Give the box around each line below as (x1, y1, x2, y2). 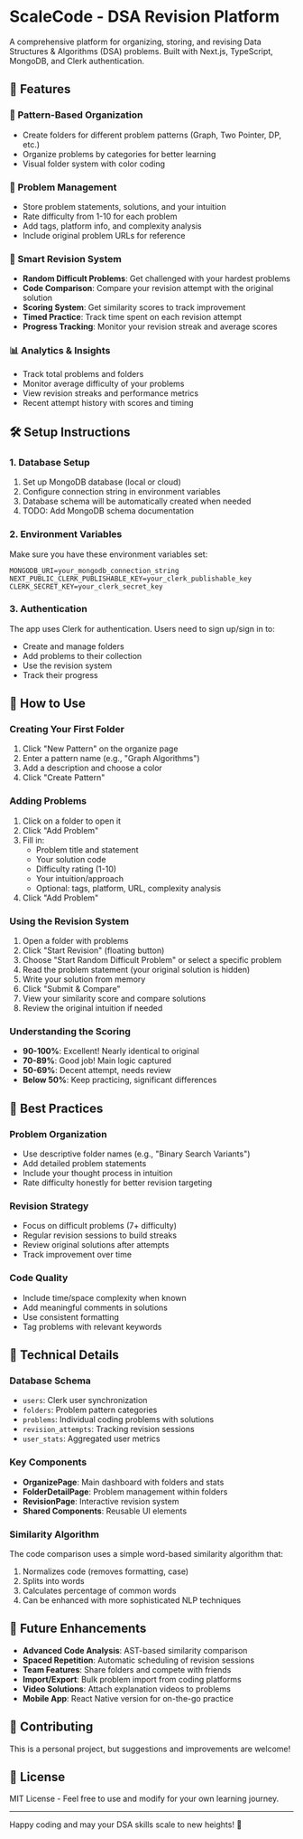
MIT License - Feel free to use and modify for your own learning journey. (9, 1793, 280, 1805)
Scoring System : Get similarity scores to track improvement (22, 302, 246, 313)
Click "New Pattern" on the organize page (22, 743, 179, 754)
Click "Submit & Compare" (22, 984, 121, 995)
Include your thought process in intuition (22, 1168, 173, 1179)
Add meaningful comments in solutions (22, 1302, 169, 1313)
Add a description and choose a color (22, 762, 162, 774)
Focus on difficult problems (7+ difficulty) (22, 1221, 178, 1231)
